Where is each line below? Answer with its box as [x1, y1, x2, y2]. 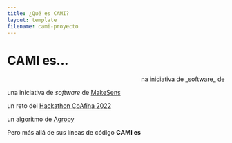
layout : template [7, 16, 57, 23]
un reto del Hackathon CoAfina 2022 [7, 102, 112, 110]
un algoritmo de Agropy [7, 115, 75, 124]
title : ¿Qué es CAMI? [7, 10, 70, 17]
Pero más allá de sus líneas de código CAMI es [7, 129, 142, 137]
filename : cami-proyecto [7, 23, 79, 30]
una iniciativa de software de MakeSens [7, 89, 121, 97]
